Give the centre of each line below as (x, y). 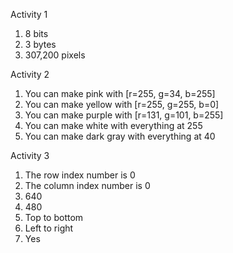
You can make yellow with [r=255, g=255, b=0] (122, 104)
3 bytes (40, 44)
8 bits (36, 33)
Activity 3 (30, 155)
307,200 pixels (55, 55)
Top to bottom (54, 217)
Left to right (49, 228)
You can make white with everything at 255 (113, 125)
